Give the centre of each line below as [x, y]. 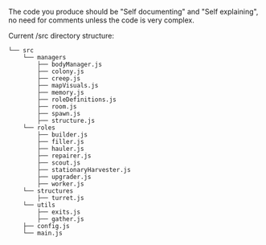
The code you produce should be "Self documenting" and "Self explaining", [133, 12]
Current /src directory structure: [61, 36]
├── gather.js [61, 219]
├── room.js [57, 107]
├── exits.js [59, 212]
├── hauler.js [61, 149]
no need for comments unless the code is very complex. [101, 20]
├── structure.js [66, 120]
